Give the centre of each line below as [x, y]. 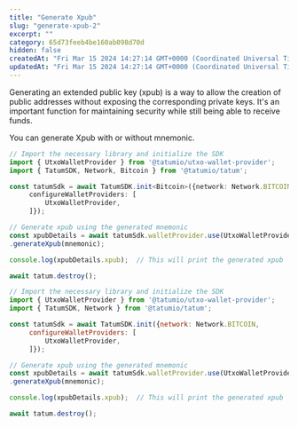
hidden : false [35, 51]
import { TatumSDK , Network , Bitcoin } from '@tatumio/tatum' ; [129, 170]
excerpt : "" [31, 34]
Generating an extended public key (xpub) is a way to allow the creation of [145, 92]
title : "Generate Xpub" [53, 17]
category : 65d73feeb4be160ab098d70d [77, 42]
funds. [21, 120]
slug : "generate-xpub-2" [55, 26]
